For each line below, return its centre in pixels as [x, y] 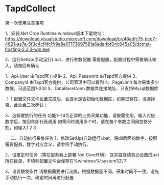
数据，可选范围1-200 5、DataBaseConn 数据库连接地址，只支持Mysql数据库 [82, 88]
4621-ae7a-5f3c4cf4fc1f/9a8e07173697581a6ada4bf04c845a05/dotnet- [78, 44]
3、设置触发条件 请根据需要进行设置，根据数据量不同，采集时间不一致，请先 [82, 171]
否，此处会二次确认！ [26, 105]
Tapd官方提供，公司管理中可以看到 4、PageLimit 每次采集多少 [96, 82]
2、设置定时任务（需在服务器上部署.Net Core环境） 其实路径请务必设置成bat [82, 154]
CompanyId [17, 82]
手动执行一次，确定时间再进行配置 [39, 177]
